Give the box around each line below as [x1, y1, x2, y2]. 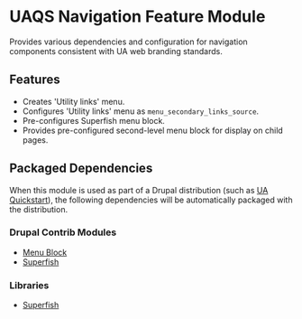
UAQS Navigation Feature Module [9, 6, 266, 27]
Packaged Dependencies [9, 161, 153, 176]
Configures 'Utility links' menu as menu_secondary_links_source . [22, 106, 260, 117]
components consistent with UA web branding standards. [9, 45, 223, 56]
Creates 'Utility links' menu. [22, 96, 125, 107]
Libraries [9, 278, 50, 291]
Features [9, 72, 60, 88]
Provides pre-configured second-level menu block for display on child [22, 125, 284, 136]
